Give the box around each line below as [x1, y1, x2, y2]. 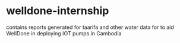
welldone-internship [6, 4, 109, 18]
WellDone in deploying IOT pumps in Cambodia [6, 29, 122, 37]
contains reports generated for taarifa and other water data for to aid [6, 24, 174, 31]
